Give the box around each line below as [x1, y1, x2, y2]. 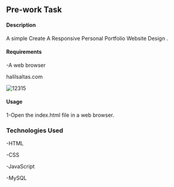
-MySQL [6, 174, 27, 182]
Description [6, 21, 36, 29]
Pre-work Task [6, 5, 63, 15]
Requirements [6, 48, 42, 55]
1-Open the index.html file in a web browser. [6, 111, 114, 119]
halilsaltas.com [6, 73, 43, 80]
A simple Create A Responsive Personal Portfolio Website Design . [6, 35, 169, 42]
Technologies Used [6, 126, 64, 135]
